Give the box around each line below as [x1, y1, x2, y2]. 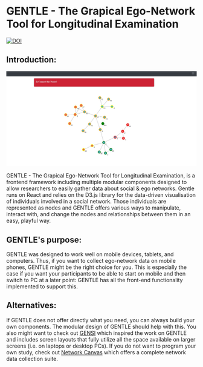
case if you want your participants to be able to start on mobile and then [6, 270, 186, 277]
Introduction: [6, 55, 57, 65]
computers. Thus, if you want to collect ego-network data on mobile [6, 257, 176, 265]
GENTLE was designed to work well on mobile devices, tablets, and [6, 251, 174, 258]
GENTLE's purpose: [6, 234, 82, 245]
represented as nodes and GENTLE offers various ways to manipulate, [6, 204, 181, 211]
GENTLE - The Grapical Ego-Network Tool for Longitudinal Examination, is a [6, 172, 195, 179]
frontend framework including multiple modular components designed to [6, 179, 187, 186]
